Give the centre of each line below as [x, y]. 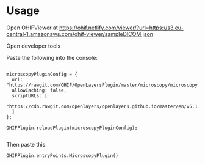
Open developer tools [34, 46]
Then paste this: [27, 144]
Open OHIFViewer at [32, 28]
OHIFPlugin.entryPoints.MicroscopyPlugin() [63, 156]
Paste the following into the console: [52, 57]
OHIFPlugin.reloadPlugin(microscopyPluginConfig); [72, 128]
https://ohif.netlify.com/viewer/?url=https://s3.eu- [121, 28]
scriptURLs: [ [30, 95]
